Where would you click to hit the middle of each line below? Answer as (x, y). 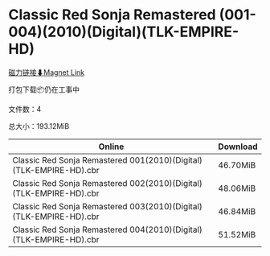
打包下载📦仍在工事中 (44, 89)
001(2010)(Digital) (166, 160)
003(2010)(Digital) (166, 206)
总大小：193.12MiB (39, 126)
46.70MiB (237, 165)
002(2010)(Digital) (166, 183)
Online (111, 147)
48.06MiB (237, 188)
